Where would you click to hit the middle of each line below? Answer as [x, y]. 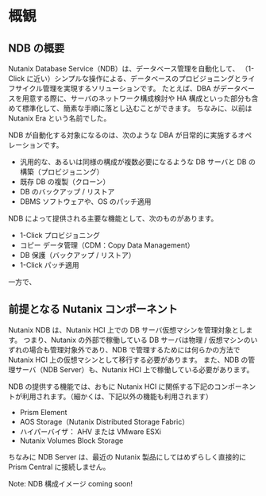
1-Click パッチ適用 [49, 265]
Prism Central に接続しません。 [59, 467]
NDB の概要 [37, 48]
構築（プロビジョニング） [62, 172]
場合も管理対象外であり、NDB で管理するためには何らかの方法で [135, 349]
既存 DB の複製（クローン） [65, 182]
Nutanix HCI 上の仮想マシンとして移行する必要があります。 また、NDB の [128, 360]
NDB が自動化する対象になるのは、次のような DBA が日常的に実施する [123, 135]
